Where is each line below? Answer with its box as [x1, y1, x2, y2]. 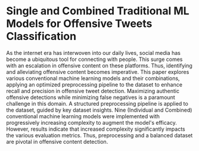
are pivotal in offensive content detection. [6, 138, 108, 145]
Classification [6, 30, 76, 43]
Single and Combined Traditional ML [6, 4, 189, 18]
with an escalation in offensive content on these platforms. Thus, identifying [6, 61, 192, 69]
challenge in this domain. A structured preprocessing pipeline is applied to [6, 100, 189, 107]
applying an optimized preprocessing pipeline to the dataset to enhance [6, 81, 183, 88]
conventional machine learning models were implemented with [6, 112, 160, 120]
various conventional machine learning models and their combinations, [6, 75, 180, 82]
